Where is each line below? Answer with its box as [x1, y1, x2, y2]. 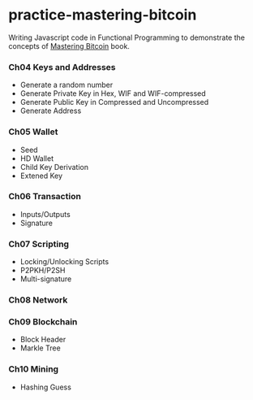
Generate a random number [19, 80, 114, 90]
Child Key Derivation [19, 162, 89, 172]
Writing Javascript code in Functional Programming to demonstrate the [8, 33, 246, 42]
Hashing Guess [19, 382, 71, 392]
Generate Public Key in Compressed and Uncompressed [19, 98, 209, 107]
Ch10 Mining [8, 363, 59, 375]
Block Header [19, 335, 66, 345]
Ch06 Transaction [8, 191, 81, 202]
